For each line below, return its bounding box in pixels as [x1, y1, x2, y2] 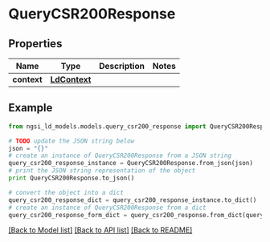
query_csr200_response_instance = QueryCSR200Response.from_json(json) [8, 159, 253, 167]
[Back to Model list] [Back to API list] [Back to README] [8, 225, 193, 235]
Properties [8, 37, 63, 50]
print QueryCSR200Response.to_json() [8, 174, 135, 183]
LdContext [50, 74, 92, 85]
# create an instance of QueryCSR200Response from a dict [8, 204, 207, 212]
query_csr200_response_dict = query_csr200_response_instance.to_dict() [8, 196, 257, 204]
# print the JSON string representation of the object [8, 167, 196, 175]
